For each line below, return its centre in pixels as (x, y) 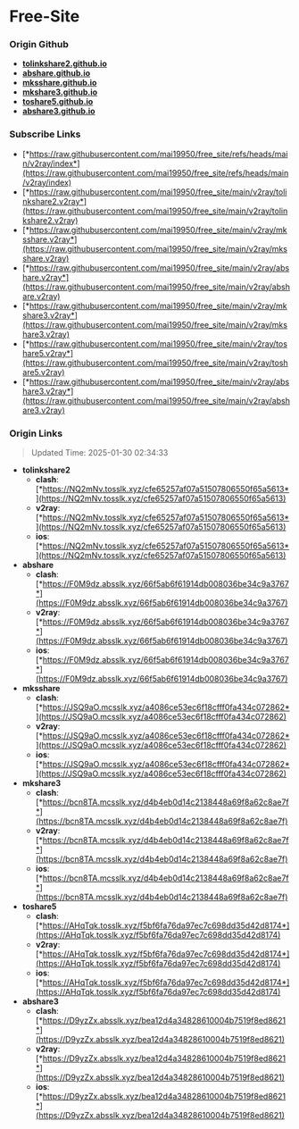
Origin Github (39, 45)
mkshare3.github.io (60, 92)
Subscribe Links (45, 134)
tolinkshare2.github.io (64, 63)
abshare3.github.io (58, 111)
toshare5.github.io (58, 102)
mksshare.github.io (59, 83)
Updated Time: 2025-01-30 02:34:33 (100, 453)
